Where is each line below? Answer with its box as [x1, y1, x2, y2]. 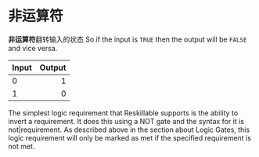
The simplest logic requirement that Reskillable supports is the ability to [8, 108, 239, 118]
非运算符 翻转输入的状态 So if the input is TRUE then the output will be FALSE [8, 35, 247, 44]
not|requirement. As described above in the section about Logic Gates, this [8, 125, 250, 134]
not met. [8, 141, 35, 151]
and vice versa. [8, 43, 58, 53]
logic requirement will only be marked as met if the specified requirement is [8, 133, 252, 142]
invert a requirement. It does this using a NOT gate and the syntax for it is [8, 116, 245, 126]
